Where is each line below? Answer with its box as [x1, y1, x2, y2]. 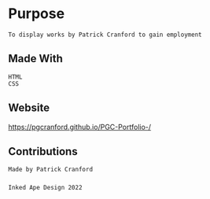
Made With [8, 52, 63, 65]
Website [8, 101, 50, 115]
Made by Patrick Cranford [8, 166, 93, 174]
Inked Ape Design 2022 [8, 184, 83, 192]
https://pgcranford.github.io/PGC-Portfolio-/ [8, 122, 152, 131]
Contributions [8, 145, 78, 158]
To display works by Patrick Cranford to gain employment [8, 31, 202, 39]
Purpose [8, 5, 65, 23]
